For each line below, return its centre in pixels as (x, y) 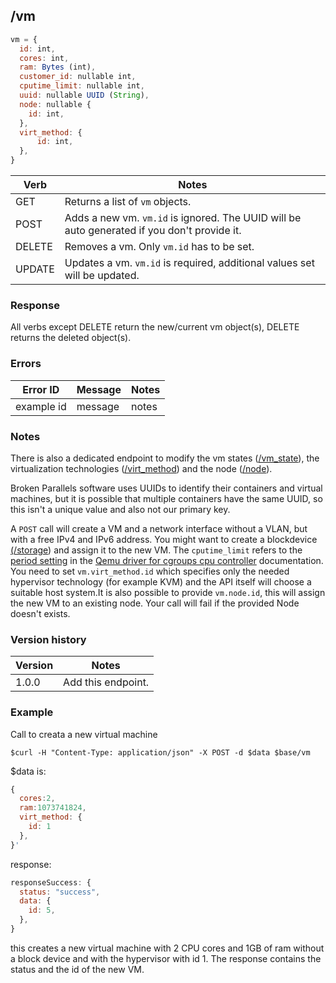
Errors (26, 364)
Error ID (41, 389)
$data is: (28, 771)
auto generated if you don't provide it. (153, 231)
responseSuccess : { (51, 882)
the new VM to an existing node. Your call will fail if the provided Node (155, 603)
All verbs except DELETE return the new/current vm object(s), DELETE (155, 327)
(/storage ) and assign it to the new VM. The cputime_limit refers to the (156, 550)
